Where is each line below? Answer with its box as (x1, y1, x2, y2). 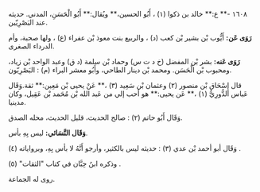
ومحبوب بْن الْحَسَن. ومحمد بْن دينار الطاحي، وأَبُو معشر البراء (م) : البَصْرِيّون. (8, 65, 232, 75)
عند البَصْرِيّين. (8, 17, 48, 27)
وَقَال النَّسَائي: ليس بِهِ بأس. (8, 129, 88, 137)
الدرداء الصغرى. (8, 41, 55, 51)
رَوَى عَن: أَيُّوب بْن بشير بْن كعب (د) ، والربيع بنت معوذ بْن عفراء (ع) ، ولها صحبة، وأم (8, 33, 252, 42)
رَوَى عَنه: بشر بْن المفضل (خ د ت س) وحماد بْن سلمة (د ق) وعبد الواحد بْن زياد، (8, 57, 241, 66)
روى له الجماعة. (8, 175, 56, 183)
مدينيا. (8, 98, 26, 106)
